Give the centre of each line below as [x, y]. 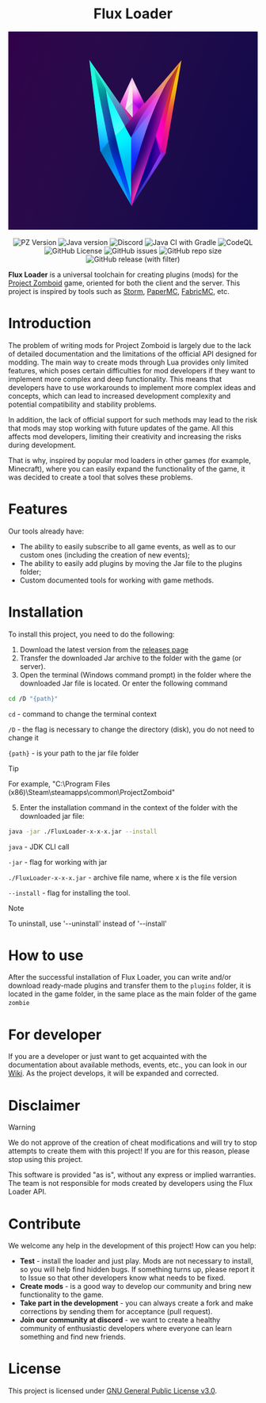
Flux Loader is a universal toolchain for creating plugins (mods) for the [123, 274]
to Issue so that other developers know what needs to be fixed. [122, 1278]
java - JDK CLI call [39, 847]
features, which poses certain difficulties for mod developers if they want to [132, 370]
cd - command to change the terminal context [82, 713]
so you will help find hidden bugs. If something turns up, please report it [137, 1270]
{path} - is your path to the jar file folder [74, 753]
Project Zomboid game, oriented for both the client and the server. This [124, 283]
